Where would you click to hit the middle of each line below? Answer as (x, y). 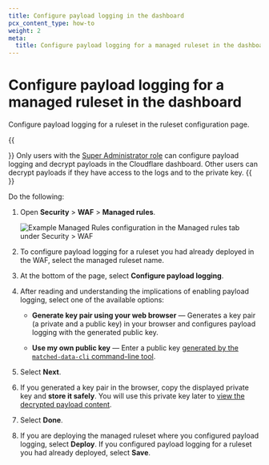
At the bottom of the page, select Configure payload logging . (122, 276)
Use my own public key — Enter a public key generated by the (135, 348)
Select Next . (40, 372)
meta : (17, 38)
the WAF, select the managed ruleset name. (92, 261)
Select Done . (41, 420)
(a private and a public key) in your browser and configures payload (144, 324)
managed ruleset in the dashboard (125, 102)
